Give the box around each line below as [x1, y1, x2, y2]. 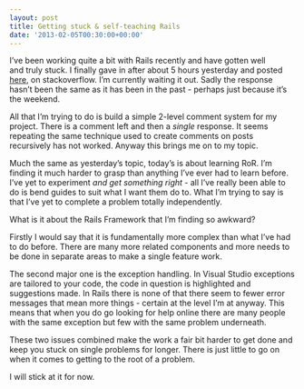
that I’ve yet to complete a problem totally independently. [9, 196, 222, 207]
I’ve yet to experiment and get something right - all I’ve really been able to [9, 177, 286, 188]
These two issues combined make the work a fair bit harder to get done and [9, 334, 293, 345]
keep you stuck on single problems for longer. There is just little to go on [9, 344, 279, 355]
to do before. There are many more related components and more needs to [9, 242, 290, 253]
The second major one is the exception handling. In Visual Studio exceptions [9, 269, 295, 280]
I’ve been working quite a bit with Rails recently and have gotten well [9, 55, 266, 66]
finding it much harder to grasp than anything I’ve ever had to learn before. [9, 167, 289, 178]
